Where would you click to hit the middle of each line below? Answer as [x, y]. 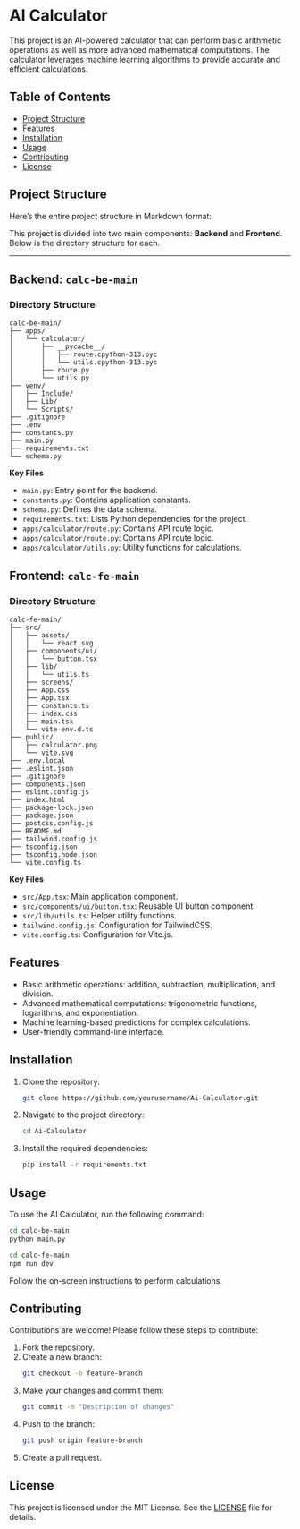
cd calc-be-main [39, 1231]
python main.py [37, 1239]
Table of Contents [60, 97]
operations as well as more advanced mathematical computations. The [139, 49]
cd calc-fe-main [39, 1255]
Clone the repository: [61, 1081]
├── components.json [48, 784]
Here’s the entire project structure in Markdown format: [111, 216]
